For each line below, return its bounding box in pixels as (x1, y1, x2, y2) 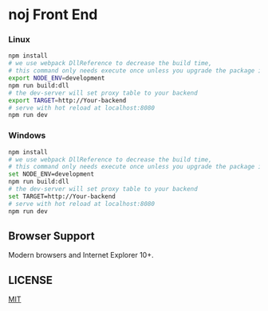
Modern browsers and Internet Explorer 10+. (8, 251, 154, 260)
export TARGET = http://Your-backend (8, 96, 127, 104)
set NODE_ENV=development (8, 170, 94, 178)
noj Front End (8, 6, 98, 24)
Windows (8, 130, 46, 141)
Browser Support (8, 229, 96, 243)
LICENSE (8, 273, 53, 287)
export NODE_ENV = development (8, 74, 105, 83)
